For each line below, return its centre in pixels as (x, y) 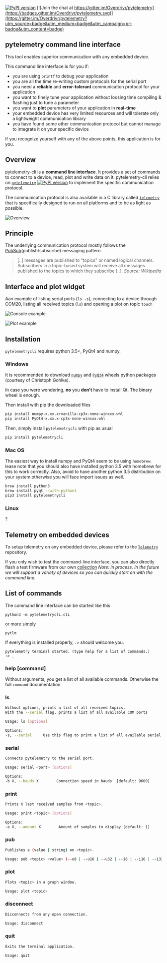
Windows (17, 364)
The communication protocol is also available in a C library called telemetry (83, 197)
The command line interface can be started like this (58, 605)
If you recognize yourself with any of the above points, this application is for (83, 139)
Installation (23, 339)
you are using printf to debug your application (60, 76)
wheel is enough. (23, 395)
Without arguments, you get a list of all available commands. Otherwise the (82, 679)
